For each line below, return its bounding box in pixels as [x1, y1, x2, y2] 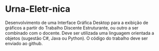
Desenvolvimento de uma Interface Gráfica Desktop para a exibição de [5, 20, 149, 25]
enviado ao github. [5, 40, 43, 46]
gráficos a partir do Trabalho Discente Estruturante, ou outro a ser [5, 25, 139, 30]
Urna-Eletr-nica [5, 3, 70, 15]
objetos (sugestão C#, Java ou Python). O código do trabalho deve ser [5, 35, 148, 41]
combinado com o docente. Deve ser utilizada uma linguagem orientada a [5, 30, 155, 36]
